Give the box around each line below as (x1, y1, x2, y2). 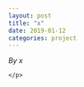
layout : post (8, 11, 52, 20)
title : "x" (8, 19, 45, 27)
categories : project (8, 34, 78, 42)
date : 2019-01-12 (8, 26, 66, 34)
